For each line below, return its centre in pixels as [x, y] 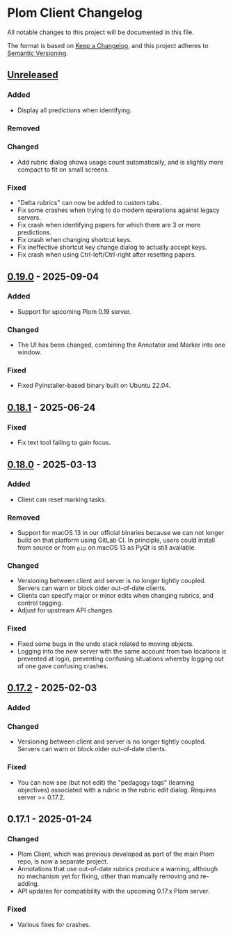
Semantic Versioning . [38, 53]
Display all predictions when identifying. [74, 110]
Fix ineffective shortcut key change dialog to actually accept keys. [112, 247]
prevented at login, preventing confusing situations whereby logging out [120, 658]
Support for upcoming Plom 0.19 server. [74, 311]
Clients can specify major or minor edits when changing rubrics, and [115, 596]
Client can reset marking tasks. [62, 499]
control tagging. [40, 603]
